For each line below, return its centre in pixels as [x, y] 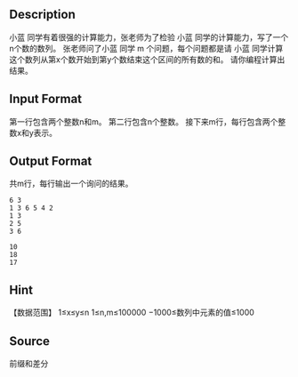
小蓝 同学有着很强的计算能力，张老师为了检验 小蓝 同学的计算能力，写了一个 [149, 37]
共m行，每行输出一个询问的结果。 [71, 184]
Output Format [51, 161]
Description [42, 15]
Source [30, 341]
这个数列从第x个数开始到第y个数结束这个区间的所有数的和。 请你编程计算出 [147, 59]
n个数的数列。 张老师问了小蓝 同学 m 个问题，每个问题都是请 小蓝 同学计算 [146, 48]
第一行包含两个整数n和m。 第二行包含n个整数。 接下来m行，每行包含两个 [144, 121]
